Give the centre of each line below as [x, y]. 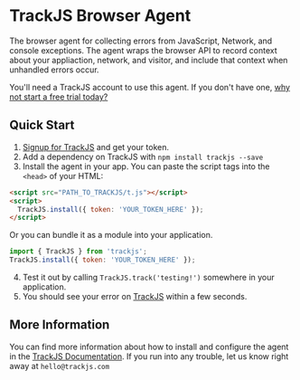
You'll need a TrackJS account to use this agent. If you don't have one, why [150, 87]
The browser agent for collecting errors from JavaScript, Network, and [141, 41]
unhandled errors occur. [54, 70]
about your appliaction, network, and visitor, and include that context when [149, 60]
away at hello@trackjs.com [60, 366]
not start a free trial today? [59, 97]
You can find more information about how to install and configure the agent [149, 347]
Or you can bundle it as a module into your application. [111, 235]
